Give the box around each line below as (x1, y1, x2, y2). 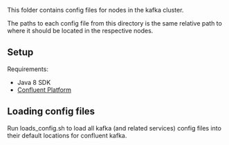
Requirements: (7, 65, 48, 73)
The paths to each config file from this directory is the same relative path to (7, 19, 223, 27)
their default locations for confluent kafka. (7, 131, 127, 139)
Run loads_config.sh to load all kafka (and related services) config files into (7, 124, 221, 132)
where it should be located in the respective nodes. (7, 27, 154, 35)
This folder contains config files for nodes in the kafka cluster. (7, 6, 184, 14)
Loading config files (7, 106, 95, 117)
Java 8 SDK (17, 78, 51, 86)
